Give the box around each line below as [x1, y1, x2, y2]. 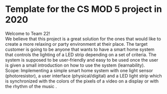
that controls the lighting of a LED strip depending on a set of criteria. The [5, 51, 157, 58]
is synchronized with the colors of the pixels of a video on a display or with [5, 78, 159, 84]
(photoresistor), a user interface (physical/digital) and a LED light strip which [5, 73, 162, 79]
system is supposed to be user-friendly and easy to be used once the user [5, 57, 159, 63]
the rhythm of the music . [5, 83, 57, 89]
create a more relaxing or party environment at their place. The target [5, 41, 148, 47]
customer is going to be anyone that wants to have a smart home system [5, 46, 155, 52]
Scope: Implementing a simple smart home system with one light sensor [5, 67, 154, 73]
